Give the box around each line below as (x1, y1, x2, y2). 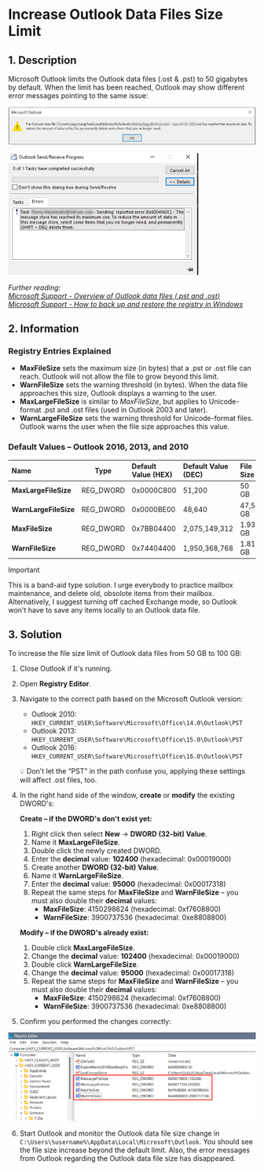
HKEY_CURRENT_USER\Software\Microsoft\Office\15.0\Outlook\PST (31, 736, 244, 744)
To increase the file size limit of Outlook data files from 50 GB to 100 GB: (8, 649, 242, 658)
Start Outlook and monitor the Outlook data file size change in (19, 1129, 220, 1138)
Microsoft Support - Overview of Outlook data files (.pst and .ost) (8, 291, 221, 300)
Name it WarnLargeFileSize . (31, 871, 124, 880)
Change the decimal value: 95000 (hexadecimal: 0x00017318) (31, 968, 235, 978)
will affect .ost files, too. (19, 775, 97, 785)
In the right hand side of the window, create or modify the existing (19, 791, 236, 800)
